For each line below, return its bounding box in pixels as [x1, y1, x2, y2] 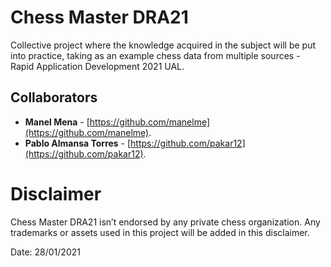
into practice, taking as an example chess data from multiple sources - [10, 49, 301, 61]
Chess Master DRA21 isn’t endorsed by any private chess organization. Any [10, 216, 321, 228]
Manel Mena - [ [24, 116, 90, 128]
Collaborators [10, 89, 98, 106]
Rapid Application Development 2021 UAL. [10, 60, 185, 72]
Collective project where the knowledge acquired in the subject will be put [10, 39, 317, 51]
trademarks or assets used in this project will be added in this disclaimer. [10, 226, 310, 238]
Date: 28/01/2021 [10, 246, 81, 258]
